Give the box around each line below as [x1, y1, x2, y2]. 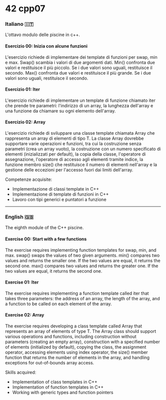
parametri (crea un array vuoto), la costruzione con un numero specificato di [5, 146, 161, 152]
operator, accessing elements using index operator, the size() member [5, 349, 148, 355]
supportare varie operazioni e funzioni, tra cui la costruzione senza [5, 141, 142, 147]
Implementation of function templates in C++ [12, 384, 104, 390]
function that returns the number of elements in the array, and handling [5, 355, 150, 360]
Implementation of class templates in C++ [12, 379, 98, 385]
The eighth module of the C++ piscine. [5, 225, 84, 231]
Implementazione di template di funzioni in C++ [12, 191, 109, 198]
